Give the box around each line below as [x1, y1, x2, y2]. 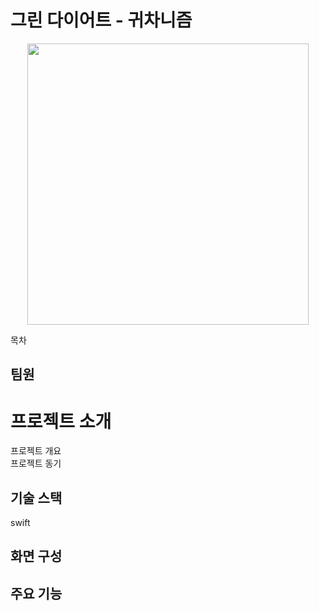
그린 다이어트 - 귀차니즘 [10, 9, 193, 32]
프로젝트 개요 [10, 445, 62, 457]
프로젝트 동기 [10, 457, 62, 470]
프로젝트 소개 [10, 410, 112, 433]
